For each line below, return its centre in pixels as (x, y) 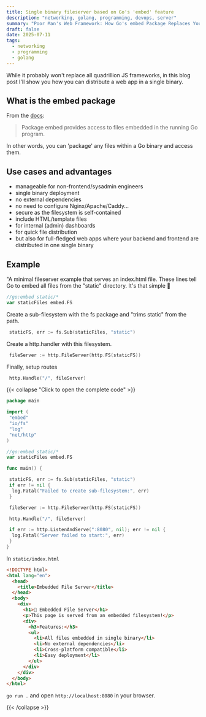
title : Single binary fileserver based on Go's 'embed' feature (90, 12)
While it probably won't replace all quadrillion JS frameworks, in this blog (99, 75)
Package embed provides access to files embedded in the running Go (109, 128)
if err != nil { (30, 485)
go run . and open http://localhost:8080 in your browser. (81, 696)
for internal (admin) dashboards (55, 226)
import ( (17, 412)
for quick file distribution (46, 232)
